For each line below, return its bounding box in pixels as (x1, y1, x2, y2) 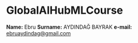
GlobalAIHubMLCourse (6, 4, 124, 17)
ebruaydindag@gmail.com (6, 29, 71, 36)
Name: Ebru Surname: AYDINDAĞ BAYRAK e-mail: (6, 23, 133, 30)
